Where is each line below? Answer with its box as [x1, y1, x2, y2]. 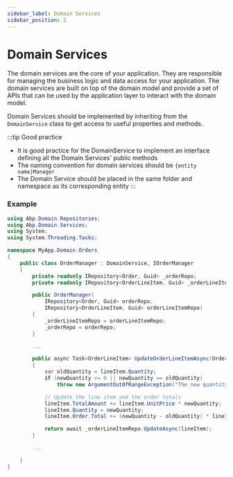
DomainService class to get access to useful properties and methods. [7, 119, 203, 128]
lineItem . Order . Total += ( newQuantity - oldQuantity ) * [44, 413, 209, 420]
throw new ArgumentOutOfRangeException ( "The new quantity [56, 381, 228, 388]
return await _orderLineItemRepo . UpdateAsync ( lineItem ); [44, 426, 213, 433]
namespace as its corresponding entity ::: [17, 182, 137, 191]
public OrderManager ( [32, 292, 95, 299]
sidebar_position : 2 [7, 17, 67, 24]
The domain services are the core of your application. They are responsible [7, 69, 223, 78]
